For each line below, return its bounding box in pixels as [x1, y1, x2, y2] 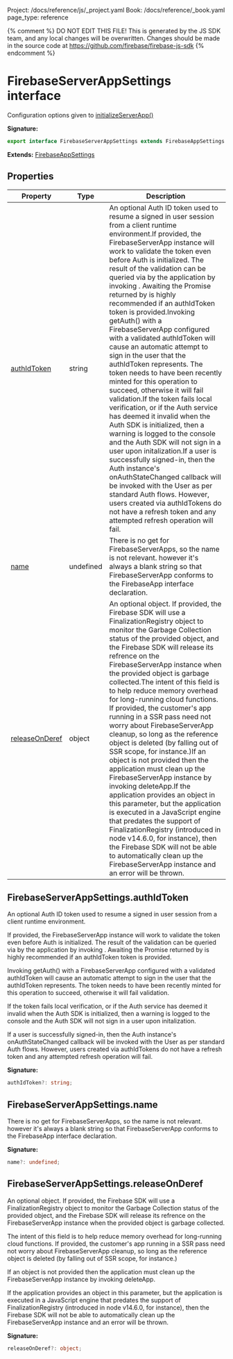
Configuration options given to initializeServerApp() [7, 110, 154, 119]
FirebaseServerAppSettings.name [7, 1098, 158, 1110]
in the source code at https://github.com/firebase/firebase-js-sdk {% [7, 42, 205, 49]
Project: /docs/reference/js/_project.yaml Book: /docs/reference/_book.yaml [7, 6, 225, 14]
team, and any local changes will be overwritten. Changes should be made [7, 34, 221, 42]
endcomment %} [7, 49, 55, 57]
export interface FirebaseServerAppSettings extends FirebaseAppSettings [7, 138, 225, 145]
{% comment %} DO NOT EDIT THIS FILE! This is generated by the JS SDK [7, 27, 221, 35]
